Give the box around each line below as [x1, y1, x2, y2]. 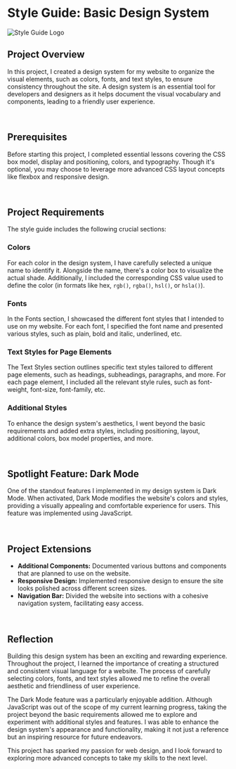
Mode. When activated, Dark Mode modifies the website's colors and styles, [7, 494, 228, 502]
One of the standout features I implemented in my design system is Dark [7, 487, 217, 495]
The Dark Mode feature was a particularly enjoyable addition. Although [7, 695, 213, 704]
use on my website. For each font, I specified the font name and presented [7, 322, 223, 330]
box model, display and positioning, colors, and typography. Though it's [7, 157, 216, 166]
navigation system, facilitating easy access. [17, 599, 144, 608]
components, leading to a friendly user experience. [7, 97, 155, 106]
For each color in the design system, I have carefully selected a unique [7, 258, 212, 267]
